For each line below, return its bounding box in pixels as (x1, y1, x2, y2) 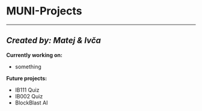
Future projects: (6, 74, 47, 82)
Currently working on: (6, 51, 63, 58)
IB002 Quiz (14, 92, 43, 100)
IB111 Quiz (14, 86, 40, 94)
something (14, 63, 42, 70)
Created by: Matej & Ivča (6, 35, 101, 46)
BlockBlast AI (14, 99, 48, 106)
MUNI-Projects (6, 4, 82, 18)
